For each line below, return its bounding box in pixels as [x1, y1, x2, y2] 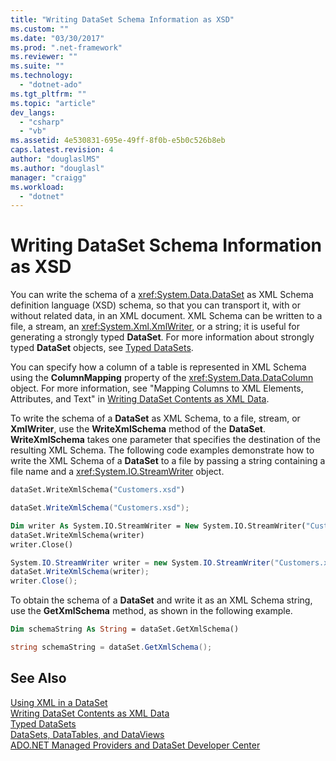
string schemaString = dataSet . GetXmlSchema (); [10, 642, 213, 653]
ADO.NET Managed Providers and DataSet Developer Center [10, 739, 261, 751]
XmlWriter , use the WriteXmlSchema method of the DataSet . [10, 423, 266, 435]
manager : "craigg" [10, 172, 87, 183]
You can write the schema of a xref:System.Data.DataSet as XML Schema [10, 289, 314, 301]
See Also [10, 670, 67, 687]
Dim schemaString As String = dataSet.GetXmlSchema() [10, 624, 240, 635]
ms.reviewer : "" [10, 52, 78, 62]
